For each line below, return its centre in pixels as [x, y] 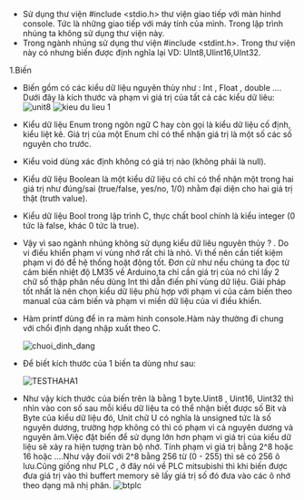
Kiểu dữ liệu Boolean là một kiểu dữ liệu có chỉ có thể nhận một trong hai [158, 179]
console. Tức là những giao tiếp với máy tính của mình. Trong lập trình [153, 24]
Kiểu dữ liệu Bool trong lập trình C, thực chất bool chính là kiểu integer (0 [159, 216]
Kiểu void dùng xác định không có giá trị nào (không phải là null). [144, 162]
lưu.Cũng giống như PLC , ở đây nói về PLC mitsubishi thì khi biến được [155, 466]
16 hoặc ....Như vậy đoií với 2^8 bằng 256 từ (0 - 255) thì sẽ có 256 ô [151, 456]
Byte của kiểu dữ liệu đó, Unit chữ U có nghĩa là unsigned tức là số [147, 418]
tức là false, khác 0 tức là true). [81, 225]
